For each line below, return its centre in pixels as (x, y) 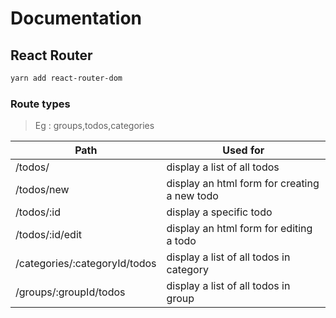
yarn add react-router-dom (66, 78)
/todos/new (42, 190)
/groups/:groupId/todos (70, 292)
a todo (181, 241)
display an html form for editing (239, 229)
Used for (243, 150)
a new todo (192, 196)
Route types (40, 104)
